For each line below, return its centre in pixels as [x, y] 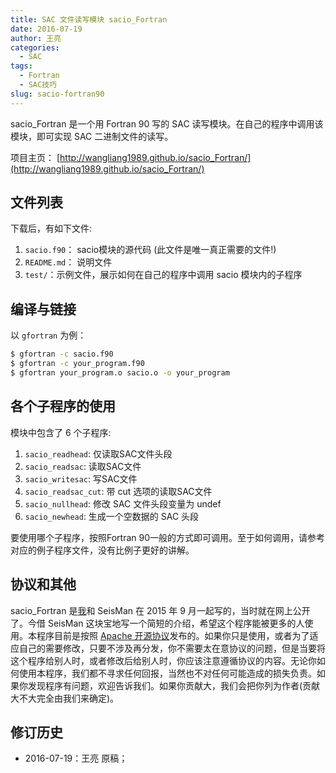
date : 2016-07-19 [46, 29]
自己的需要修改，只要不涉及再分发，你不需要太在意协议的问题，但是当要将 [172, 648]
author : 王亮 [36, 38]
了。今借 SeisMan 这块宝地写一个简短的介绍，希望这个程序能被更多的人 [157, 623]
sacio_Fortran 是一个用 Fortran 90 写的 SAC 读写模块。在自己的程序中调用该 [167, 123]
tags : [21, 66]
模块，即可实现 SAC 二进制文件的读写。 [92, 136]
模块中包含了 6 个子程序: [61, 432]
